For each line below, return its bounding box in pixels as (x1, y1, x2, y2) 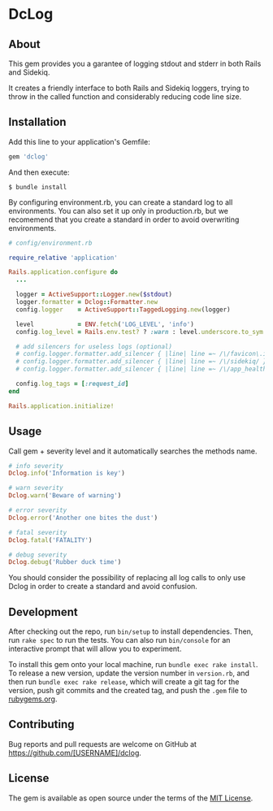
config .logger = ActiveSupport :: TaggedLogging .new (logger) (15, 306, 231, 314)
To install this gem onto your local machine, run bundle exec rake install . (8, 660, 258, 670)
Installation (8, 115, 67, 129)
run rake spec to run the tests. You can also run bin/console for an (8, 635, 231, 645)
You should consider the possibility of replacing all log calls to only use (8, 573, 246, 583)
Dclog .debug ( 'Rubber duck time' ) (8, 558, 122, 566)
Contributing (8, 718, 75, 731)
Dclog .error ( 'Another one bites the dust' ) (8, 514, 158, 522)
